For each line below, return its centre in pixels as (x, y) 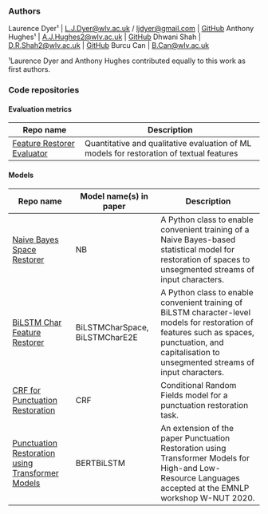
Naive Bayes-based (198, 239)
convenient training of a (205, 229)
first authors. (29, 69)
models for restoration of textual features (162, 153)
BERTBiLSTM (100, 463)
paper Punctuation (195, 438)
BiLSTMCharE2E (106, 337)
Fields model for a (194, 395)
